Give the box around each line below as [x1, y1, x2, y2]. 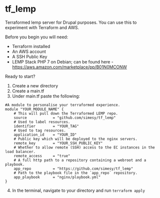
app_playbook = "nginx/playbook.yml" [14, 175, 101, 180]
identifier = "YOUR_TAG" [14, 124, 79, 129]
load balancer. [5, 149, 36, 154]
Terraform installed [12, 43, 50, 49]
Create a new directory [12, 82, 58, 88]
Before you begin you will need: [5, 34, 68, 40]
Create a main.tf [12, 88, 45, 94]
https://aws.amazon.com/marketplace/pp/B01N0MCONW [12, 64, 127, 70]
